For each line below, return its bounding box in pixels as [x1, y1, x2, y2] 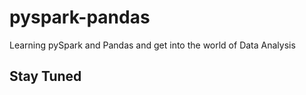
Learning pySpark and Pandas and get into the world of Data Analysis [9, 39, 296, 51]
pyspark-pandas [9, 6, 151, 29]
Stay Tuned [9, 68, 82, 85]
